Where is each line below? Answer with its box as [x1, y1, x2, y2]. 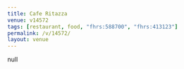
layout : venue [7, 36, 49, 43]
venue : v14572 [7, 17, 49, 24]
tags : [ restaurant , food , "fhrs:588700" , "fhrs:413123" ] [7, 23, 178, 30]
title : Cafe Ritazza [7, 10, 68, 17]
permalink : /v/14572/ [7, 29, 71, 37]
